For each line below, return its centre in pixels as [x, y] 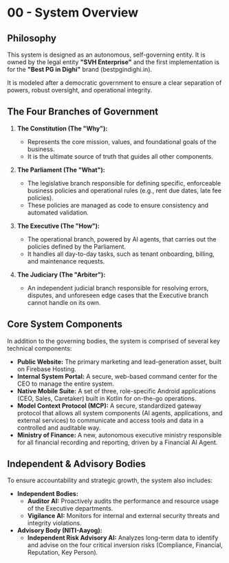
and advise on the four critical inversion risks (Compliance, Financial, [125, 545]
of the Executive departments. [70, 508]
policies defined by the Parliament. [76, 246]
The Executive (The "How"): [58, 226]
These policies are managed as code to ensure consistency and [118, 205]
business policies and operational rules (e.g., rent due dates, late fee [124, 190]
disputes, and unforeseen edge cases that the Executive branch [118, 295]
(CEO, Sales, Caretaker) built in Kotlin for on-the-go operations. [107, 398]
